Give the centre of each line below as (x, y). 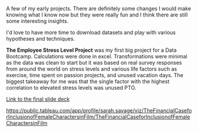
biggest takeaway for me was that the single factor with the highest (88, 81)
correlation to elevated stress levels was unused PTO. (71, 88)
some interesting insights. (37, 21)
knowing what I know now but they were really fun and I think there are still (97, 15)
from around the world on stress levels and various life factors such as (92, 69)
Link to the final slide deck (38, 99)
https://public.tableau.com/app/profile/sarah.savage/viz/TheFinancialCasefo (99, 110)
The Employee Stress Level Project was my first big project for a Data (91, 50)
